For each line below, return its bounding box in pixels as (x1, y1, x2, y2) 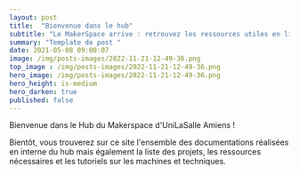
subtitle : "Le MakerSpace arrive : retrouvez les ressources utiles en (9, 29, 280, 38)
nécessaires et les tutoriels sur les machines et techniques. (9, 156, 227, 167)
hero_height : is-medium (9, 79, 98, 88)
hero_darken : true (9, 87, 77, 96)
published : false (9, 95, 74, 105)
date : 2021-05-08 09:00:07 (9, 46, 109, 55)
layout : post (9, 12, 58, 22)
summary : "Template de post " (9, 37, 122, 47)
